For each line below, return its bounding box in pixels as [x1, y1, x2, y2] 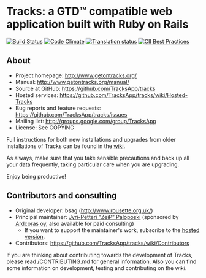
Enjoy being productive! [6, 172, 66, 180]
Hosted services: [15, 91, 58, 99]
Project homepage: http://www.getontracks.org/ [15, 72, 137, 79]
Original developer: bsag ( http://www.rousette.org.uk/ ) [15, 207, 153, 214]
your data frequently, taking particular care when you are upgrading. [6, 161, 180, 168]
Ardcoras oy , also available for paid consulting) [15, 220, 134, 227]
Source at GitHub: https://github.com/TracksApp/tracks [15, 85, 156, 92]
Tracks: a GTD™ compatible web [6, 4, 173, 18]
